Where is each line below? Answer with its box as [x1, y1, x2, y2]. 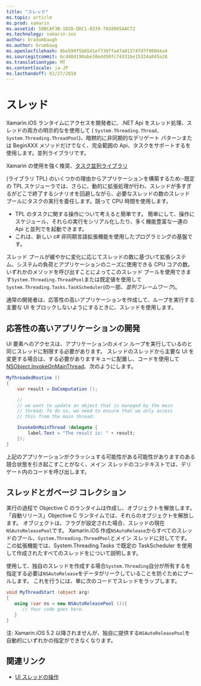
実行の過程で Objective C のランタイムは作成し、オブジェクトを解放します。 [6, 504, 195, 512]
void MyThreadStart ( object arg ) [6, 590, 90, 596]
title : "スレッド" [6, 8, 49, 15]
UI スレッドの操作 [14, 673, 59, 681]
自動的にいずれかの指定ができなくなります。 [6, 637, 116, 644]
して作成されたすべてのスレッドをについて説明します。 [6, 549, 142, 557]
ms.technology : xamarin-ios [6, 31, 77, 37]
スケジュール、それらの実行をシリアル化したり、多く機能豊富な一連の [14, 218, 188, 225]
